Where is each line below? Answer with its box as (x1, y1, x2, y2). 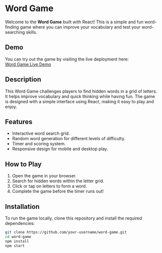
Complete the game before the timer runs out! (12, 189, 104, 194)
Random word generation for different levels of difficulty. (12, 136, 126, 142)
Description (5, 76, 41, 84)
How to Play (5, 160, 42, 168)
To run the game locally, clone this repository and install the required (5, 215, 142, 221)
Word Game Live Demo (5, 61, 51, 67)
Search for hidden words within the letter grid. (12, 178, 104, 184)
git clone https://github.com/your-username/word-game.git (5, 230, 127, 235)
